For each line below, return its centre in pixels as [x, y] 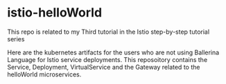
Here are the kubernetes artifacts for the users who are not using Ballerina [113, 52]
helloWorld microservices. [44, 74]
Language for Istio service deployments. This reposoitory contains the [107, 59]
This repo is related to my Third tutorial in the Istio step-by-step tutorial [108, 32]
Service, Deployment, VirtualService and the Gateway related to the [104, 67]
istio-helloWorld [55, 13]
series [16, 39]
